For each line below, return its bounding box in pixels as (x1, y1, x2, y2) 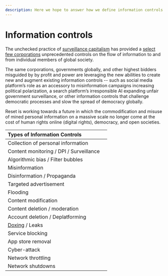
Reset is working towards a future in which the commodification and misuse (5, 108, 162, 114)
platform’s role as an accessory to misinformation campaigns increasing (5, 82, 154, 88)
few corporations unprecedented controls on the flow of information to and (5, 51, 161, 57)
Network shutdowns (8, 262, 56, 269)
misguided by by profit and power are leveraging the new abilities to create (5, 72, 160, 78)
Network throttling (8, 254, 51, 261)
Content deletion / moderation (8, 205, 79, 212)
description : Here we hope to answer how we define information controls (5, 7, 163, 13)
